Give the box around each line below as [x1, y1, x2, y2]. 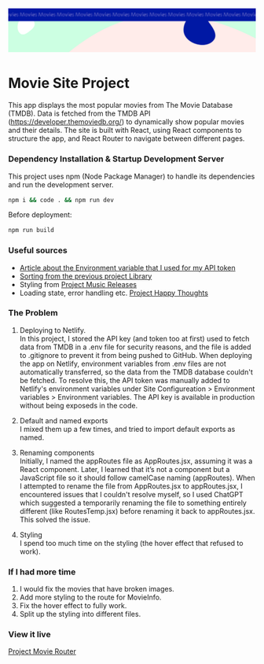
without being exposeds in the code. [19, 400, 138, 410]
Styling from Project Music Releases [19, 279, 137, 289]
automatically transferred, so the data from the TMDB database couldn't [19, 367, 253, 377]
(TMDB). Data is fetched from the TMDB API [8, 109, 151, 118]
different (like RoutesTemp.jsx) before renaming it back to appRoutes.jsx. [19, 506, 255, 515]
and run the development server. [8, 179, 114, 189]
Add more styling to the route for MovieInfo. [19, 592, 162, 602]
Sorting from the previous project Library [19, 271, 152, 281]
